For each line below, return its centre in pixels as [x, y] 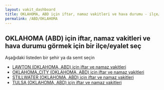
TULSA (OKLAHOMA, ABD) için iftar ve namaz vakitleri [67, 83]
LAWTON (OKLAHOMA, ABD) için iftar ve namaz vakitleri [69, 67]
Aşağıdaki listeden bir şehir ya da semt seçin [50, 58]
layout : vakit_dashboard [30, 9]
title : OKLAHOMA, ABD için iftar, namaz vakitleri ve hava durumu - [76, 14]
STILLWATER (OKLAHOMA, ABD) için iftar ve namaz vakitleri [73, 77]
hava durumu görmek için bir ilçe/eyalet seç [73, 46]
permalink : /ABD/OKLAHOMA [31, 18]
